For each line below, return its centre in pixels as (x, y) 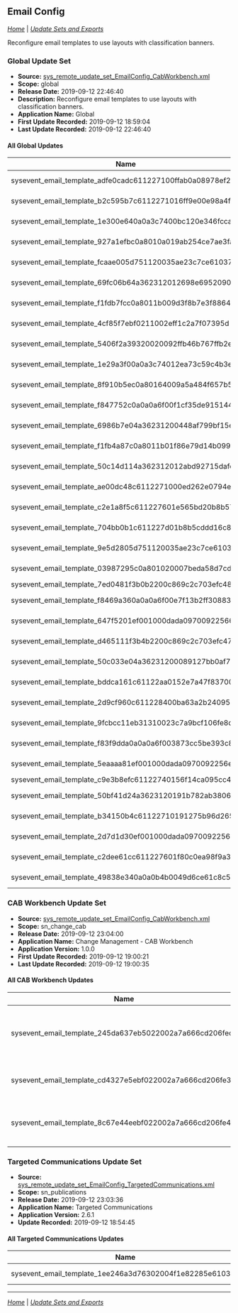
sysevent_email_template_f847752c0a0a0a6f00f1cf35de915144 (122, 405)
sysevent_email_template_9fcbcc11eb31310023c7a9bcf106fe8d (122, 723)
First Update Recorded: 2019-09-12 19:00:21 (83, 956)
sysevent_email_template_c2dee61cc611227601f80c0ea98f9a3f (122, 857)
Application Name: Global (56, 114)
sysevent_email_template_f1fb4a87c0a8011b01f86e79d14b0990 (123, 446)
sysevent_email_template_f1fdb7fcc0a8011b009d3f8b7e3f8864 (121, 303)
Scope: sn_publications (52, 1192)
